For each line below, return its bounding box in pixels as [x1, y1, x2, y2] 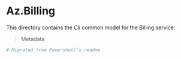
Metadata [20, 35, 45, 42]
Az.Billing [6, 4, 56, 18]
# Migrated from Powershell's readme [6, 46, 101, 53]
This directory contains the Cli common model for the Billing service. [6, 24, 176, 31]
